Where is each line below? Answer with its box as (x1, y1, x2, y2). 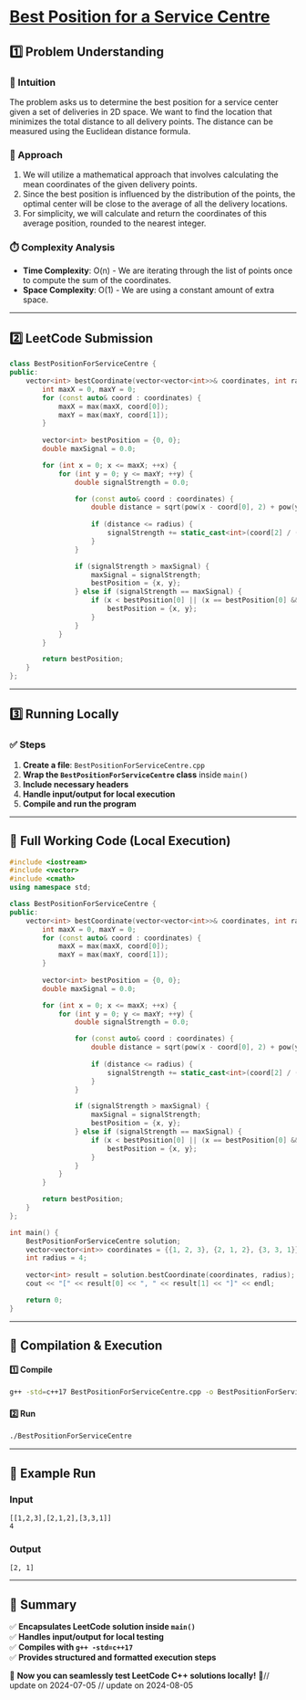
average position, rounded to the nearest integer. (22, 217, 207, 229)
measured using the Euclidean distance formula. (9, 125, 191, 136)
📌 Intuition (9, 76, 56, 89)
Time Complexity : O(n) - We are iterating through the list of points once (22, 265, 293, 276)
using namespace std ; (9, 883, 92, 892)
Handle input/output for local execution (22, 788, 176, 799)
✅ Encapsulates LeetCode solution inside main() (9, 1621, 196, 1631)
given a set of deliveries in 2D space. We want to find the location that (9, 106, 273, 117)
